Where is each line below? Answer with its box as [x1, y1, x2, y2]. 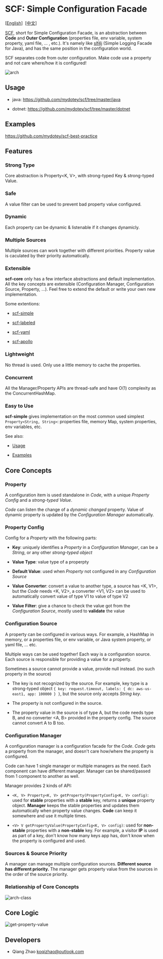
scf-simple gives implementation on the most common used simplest [5, 414, 145, 419]
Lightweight [5, 351, 34, 357]
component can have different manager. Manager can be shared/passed [5, 768, 151, 774]
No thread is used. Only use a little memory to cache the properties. [5, 362, 141, 368]
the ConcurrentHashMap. [5, 391, 56, 396]
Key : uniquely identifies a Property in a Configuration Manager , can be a [12, 545, 158, 550]
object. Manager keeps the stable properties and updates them [12, 802, 140, 808]
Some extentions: [5, 301, 40, 307]
